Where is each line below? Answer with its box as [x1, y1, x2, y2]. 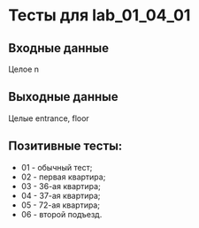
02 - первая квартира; [20, 171, 106, 182]
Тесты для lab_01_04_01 [8, 5, 191, 26]
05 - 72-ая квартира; [20, 200, 101, 210]
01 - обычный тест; [20, 162, 93, 172]
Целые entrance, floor [8, 112, 89, 124]
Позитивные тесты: [8, 139, 123, 154]
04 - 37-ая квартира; [20, 190, 101, 201]
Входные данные [8, 41, 110, 56]
